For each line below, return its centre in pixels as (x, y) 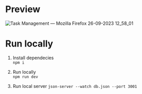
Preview (23, 9)
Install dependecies (33, 58)
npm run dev (25, 77)
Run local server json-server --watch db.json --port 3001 (75, 86)
